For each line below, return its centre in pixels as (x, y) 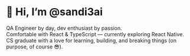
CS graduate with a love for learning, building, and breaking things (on (91, 40)
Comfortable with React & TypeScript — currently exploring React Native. (95, 34)
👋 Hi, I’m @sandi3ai (55, 12)
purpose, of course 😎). (35, 47)
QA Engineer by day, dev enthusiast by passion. (64, 28)
